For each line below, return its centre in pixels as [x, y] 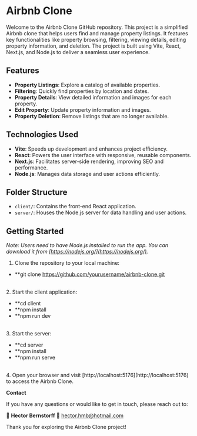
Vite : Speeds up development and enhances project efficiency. [91, 149]
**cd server [29, 345]
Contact [16, 393]
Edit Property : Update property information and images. [83, 109]
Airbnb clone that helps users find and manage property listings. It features [97, 33]
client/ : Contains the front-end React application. [75, 207]
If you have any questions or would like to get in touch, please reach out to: [97, 404]
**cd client [28, 304]
